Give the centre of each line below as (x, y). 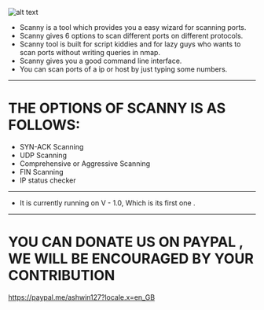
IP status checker (48, 180)
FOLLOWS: (44, 125)
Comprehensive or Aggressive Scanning (85, 163)
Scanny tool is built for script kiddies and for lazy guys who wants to (130, 44)
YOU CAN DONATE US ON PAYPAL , (126, 242)
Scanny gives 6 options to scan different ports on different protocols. (131, 36)
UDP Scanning (43, 155)
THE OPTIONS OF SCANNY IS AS (117, 108)
